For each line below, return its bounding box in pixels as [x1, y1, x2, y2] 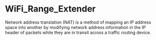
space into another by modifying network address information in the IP [5, 24, 146, 30]
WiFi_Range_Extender [5, 3, 96, 14]
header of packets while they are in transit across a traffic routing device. [5, 29, 151, 35]
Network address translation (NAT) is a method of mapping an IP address [5, 19, 151, 25]
